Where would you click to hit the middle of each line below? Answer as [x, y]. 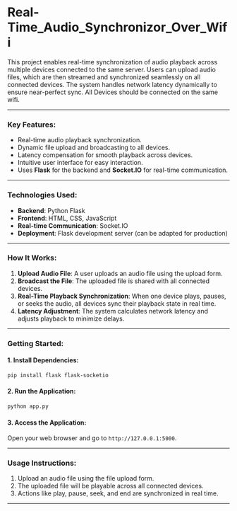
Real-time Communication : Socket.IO [73, 225]
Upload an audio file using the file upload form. [86, 478]
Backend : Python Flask [51, 210]
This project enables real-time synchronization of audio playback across [113, 62]
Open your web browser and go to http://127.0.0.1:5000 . [92, 438]
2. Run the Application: [42, 391]
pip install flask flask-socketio [58, 375]
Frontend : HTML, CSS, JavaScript [67, 218]
